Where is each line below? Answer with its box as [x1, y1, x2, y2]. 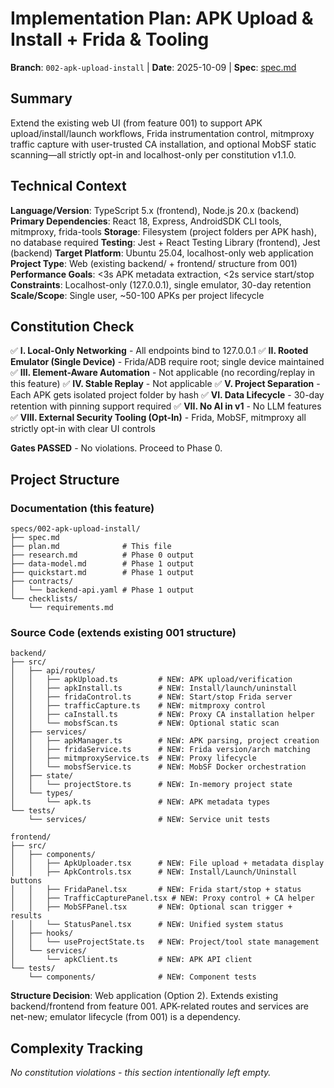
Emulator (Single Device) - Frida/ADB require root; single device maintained [10, 356, 325, 368]
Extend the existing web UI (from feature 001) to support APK [10, 117, 263, 129]
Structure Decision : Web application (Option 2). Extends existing [10, 990, 279, 1002]
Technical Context [10, 178, 127, 195]
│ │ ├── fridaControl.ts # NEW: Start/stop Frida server [10, 692, 293, 702]
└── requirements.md [28, 603, 114, 613]
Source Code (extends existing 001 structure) [10, 625, 237, 639]
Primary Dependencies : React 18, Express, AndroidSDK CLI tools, [10, 215, 282, 227]
